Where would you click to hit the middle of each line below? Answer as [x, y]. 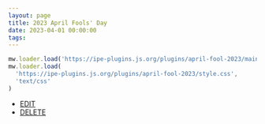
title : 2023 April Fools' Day [58, 23]
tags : [17, 38]
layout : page [30, 15]
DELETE [33, 112]
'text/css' [33, 81]
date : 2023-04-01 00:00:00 [52, 30]
